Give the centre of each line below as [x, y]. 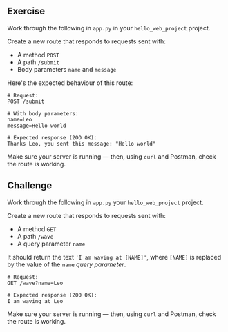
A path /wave [35, 236]
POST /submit [26, 101]
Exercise [26, 11]
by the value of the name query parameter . [67, 264]
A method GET [37, 229]
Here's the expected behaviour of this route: [70, 83]
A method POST [38, 55]
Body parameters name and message [67, 69]
